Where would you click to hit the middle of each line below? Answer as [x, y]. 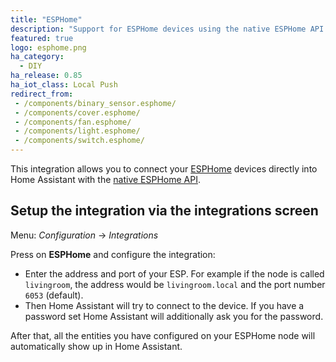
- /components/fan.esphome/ [73, 122]
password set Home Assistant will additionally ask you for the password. [174, 316]
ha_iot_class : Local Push [64, 85]
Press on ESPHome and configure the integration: [113, 254]
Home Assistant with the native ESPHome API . [105, 179]
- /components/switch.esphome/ [79, 141]
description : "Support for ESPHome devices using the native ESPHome [158, 29]
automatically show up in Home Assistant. [96, 346]
